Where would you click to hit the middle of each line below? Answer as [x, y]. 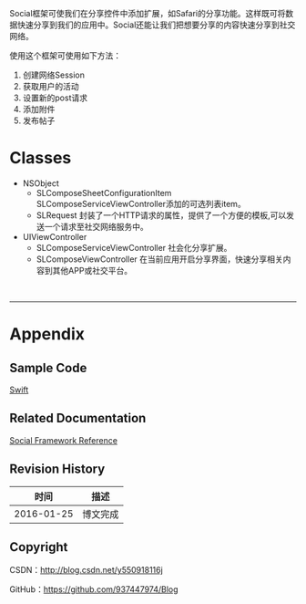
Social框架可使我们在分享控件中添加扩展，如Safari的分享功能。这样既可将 [148, 13]
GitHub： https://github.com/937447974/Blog [94, 589]
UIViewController [55, 236]
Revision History [57, 469]
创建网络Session [53, 75]
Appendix [47, 334]
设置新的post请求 [55, 98]
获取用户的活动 [51, 86]
